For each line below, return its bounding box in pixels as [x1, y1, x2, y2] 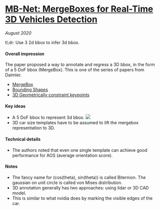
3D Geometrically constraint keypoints [12, 92, 90, 98]
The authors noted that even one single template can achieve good [12, 147, 148, 153]
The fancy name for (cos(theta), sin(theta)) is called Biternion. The [12, 174, 146, 180]
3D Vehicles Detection [5, 14, 98, 25]
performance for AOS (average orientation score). [12, 152, 113, 158]
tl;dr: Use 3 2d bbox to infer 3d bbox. [5, 39, 80, 45]
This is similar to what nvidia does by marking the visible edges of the [12, 195, 153, 201]
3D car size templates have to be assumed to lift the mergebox [12, 120, 138, 126]
